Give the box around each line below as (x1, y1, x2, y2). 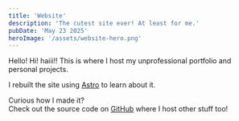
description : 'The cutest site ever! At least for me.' (8, 19, 200, 27)
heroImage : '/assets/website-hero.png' (8, 34, 142, 42)
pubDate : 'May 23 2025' (8, 26, 89, 34)
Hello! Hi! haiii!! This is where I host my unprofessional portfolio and (8, 56, 232, 66)
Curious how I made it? (8, 95, 84, 105)
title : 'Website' (8, 11, 67, 20)
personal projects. (8, 65, 68, 75)
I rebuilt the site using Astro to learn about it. (8, 80, 156, 90)
